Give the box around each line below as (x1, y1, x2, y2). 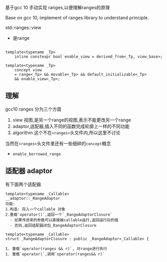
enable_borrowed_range (12, 151, 61, 156)
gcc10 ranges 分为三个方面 (5, 106, 62, 112)
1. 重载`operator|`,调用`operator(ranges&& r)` (5, 251, 105, 256)
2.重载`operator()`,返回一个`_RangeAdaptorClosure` (5, 212, 113, 217)
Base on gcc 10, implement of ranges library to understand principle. (5, 15, 149, 20)
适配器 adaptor (5, 167, 52, 175)
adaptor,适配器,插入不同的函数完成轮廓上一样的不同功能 (12, 123, 130, 129)
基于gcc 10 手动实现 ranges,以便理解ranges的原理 (5, 5, 110, 10)
